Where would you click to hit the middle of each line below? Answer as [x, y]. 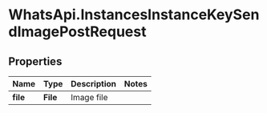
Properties [35, 61]
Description [93, 84]
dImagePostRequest [77, 32]
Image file [89, 97]
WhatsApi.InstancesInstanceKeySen [134, 15]
